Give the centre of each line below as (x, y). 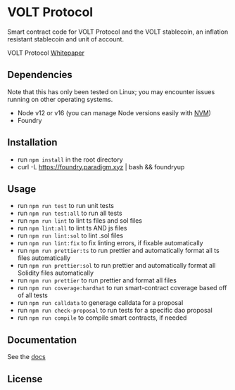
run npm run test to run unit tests (66, 206)
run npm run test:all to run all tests (70, 213)
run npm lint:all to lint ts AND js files (72, 228)
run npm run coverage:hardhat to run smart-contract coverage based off (122, 288)
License (25, 379)
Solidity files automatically (55, 273)
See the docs (26, 357)
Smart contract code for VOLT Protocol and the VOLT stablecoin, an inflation (118, 32)
